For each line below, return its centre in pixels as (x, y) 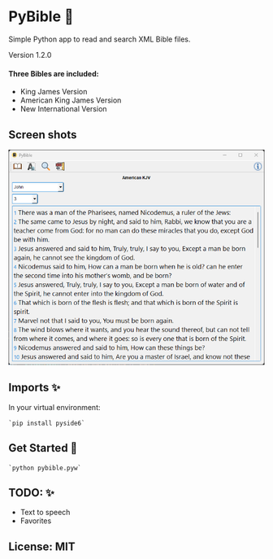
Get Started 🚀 (43, 448)
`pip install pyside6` (47, 423)
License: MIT (42, 546)
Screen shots (43, 135)
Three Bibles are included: (54, 73)
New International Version (63, 109)
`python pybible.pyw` (45, 468)
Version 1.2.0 (30, 55)
